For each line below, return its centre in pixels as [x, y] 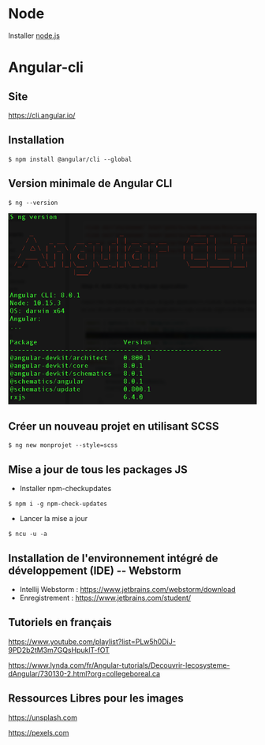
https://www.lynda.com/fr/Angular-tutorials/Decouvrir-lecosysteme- [119, 665]
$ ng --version [33, 203]
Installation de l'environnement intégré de [113, 558]
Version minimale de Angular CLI [90, 183]
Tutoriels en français [60, 622]
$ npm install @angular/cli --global [70, 159]
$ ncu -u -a [28, 534]
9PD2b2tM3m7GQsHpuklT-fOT [59, 650]
